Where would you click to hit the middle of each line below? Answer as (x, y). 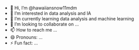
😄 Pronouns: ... (26, 37)
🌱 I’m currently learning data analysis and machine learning (72, 19)
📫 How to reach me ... (33, 30)
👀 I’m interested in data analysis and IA (50, 13)
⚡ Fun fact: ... (24, 43)
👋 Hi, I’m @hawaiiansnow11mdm (43, 8)
